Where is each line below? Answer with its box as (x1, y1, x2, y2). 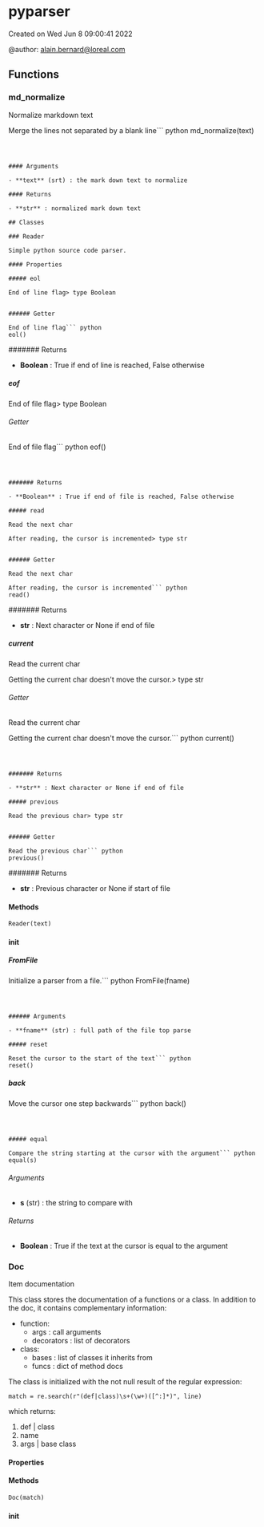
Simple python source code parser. (8, 246, 127, 254)
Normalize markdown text (8, 110, 94, 119)
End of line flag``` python (8, 323, 102, 331)
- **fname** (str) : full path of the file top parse (8, 1026, 192, 1035)
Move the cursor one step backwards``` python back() (8, 1098, 186, 1108)
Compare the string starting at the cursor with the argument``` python (8, 1149, 256, 1157)
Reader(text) (8, 920, 52, 928)
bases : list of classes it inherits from (31, 1353, 154, 1363)
